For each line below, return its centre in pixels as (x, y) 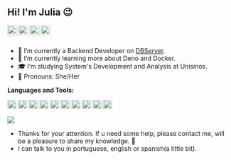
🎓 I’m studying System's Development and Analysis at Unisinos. (112, 66)
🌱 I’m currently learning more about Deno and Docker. (97, 58)
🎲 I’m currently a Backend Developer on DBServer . (91, 50)
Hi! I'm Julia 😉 (40, 12)
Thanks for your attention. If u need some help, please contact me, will (121, 133)
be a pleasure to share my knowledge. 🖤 (77, 141)
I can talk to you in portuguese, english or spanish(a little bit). (107, 148)
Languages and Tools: (41, 90)
